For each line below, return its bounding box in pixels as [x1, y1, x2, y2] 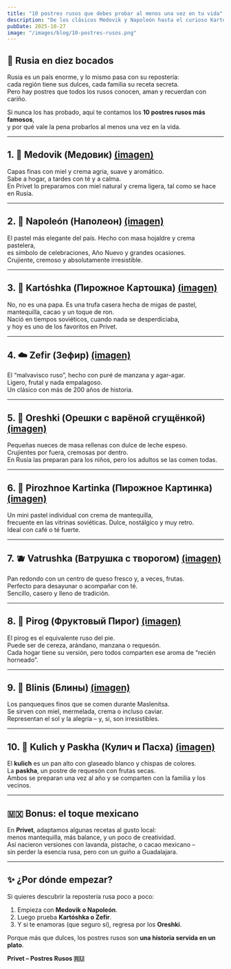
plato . [7, 941, 24, 949]
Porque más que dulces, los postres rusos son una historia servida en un [7, 933, 216, 942]
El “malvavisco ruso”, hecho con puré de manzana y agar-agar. [7, 371, 186, 379]
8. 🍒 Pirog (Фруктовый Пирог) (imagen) [7, 616, 181, 627]
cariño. [7, 95, 27, 103]
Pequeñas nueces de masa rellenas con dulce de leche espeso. [7, 441, 188, 449]
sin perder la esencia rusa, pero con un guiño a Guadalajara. [7, 848, 178, 856]
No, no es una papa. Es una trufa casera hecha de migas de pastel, [7, 300, 197, 309]
